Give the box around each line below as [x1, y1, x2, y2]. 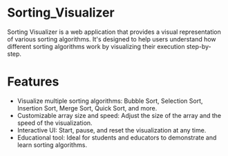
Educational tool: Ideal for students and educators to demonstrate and [17, 133, 217, 142]
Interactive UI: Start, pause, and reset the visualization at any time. [17, 126, 207, 134]
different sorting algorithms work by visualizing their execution [7, 42, 185, 50]
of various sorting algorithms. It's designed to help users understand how [7, 35, 216, 43]
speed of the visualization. [17, 119, 93, 127]
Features [7, 74, 59, 90]
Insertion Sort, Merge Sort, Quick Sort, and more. [17, 104, 158, 112]
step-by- [186, 42, 212, 50]
